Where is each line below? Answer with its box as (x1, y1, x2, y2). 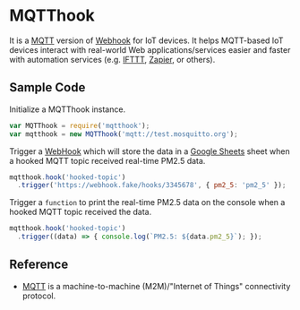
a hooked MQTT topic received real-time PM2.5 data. (9, 155, 206, 166)
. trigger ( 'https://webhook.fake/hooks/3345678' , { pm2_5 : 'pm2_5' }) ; (17, 181, 287, 190)
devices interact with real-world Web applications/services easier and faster (9, 44, 291, 55)
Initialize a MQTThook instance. (9, 104, 126, 115)
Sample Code (9, 80, 86, 95)
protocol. (21, 290, 56, 301)
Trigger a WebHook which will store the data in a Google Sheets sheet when (9, 145, 290, 157)
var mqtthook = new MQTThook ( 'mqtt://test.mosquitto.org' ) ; (9, 129, 239, 139)
